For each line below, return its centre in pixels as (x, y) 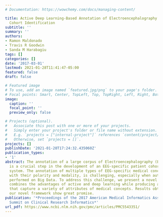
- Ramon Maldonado (24, 41)
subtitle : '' (18, 27)
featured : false (21, 72)
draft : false (18, 77)
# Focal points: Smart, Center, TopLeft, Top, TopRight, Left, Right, (78, 94)
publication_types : (25, 153)
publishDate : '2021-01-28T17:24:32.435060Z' (51, 148)
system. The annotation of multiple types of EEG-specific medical (79, 171)
